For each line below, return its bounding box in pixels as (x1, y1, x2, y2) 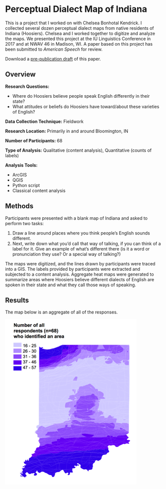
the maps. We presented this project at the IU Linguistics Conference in (5, 36, 151, 42)
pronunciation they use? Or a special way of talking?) (12, 251, 121, 257)
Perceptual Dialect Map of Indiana (5, 3, 148, 15)
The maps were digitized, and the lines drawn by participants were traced (5, 260, 156, 266)
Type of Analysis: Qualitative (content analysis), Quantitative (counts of (5, 147, 152, 153)
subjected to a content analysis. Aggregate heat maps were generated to (5, 271, 154, 277)
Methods (5, 202, 34, 210)
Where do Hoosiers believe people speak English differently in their (12, 93, 150, 99)
